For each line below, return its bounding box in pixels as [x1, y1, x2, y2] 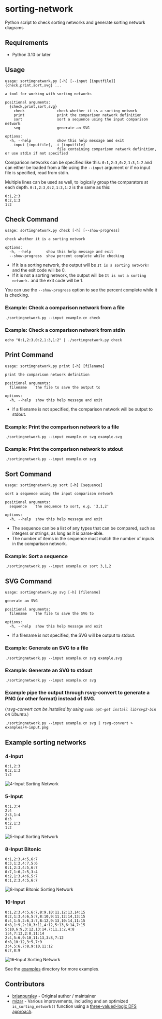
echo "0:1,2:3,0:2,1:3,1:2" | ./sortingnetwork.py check [5, 338, 122, 342]
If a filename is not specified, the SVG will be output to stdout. [12, 632, 135, 638]
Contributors [5, 980, 45, 988]
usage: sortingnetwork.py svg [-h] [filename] [5, 590, 101, 595]
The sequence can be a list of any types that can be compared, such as [12, 526, 155, 531]
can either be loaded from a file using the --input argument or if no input [5, 164, 151, 170]
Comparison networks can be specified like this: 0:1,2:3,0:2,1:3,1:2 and [5, 159, 152, 165]
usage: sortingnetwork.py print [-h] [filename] [5, 363, 105, 369]
